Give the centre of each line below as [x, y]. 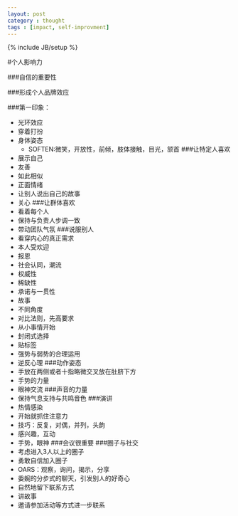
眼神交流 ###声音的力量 [53, 389]
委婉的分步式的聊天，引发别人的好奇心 [74, 478]
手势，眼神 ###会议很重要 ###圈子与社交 [78, 443]
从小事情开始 [36, 327]
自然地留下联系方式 [46, 488]
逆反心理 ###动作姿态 [49, 363]
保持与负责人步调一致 [49, 221]
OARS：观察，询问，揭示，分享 [64, 470]
